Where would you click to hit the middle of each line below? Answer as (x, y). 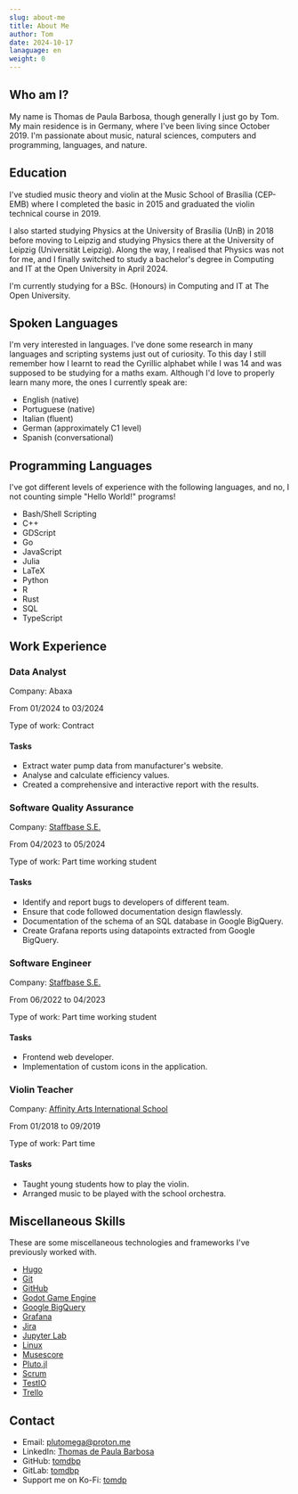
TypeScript (42, 618)
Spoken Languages (64, 323)
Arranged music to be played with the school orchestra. (124, 1193)
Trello (32, 1392)
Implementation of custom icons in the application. (115, 1067)
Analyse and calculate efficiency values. (96, 776)
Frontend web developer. (68, 1057)
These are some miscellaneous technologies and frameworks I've (130, 1243)
